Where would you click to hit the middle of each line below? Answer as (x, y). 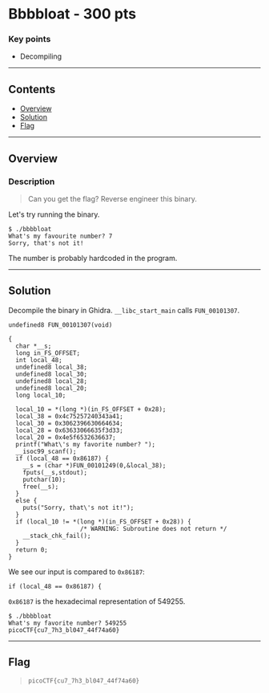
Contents (32, 89)
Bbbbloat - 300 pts (72, 14)
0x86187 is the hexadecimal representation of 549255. (97, 601)
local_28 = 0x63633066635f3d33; (70, 430)
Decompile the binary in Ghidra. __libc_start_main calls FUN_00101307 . (124, 310)
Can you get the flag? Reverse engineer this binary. (112, 198)
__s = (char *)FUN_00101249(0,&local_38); (94, 465)
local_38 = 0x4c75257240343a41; (70, 416)
